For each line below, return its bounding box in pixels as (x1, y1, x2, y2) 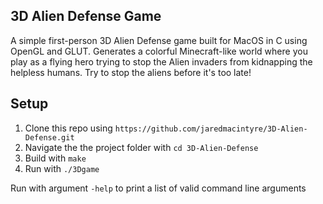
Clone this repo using (24, 122, 113, 134)
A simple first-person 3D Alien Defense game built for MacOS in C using (10, 34, 308, 46)
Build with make (24, 152, 87, 164)
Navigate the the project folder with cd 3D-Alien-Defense (24, 141, 259, 153)
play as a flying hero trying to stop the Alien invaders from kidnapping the (10, 55, 313, 68)
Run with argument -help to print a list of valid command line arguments (10, 182, 307, 194)
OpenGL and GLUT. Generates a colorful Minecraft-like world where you (10, 45, 308, 57)
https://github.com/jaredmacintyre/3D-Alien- (114, 124, 308, 134)
